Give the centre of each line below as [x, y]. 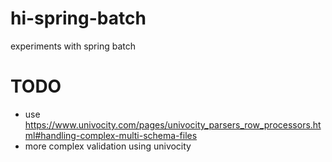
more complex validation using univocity [108, 146]
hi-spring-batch [78, 18]
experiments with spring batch [73, 46]
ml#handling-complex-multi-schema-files [111, 135]
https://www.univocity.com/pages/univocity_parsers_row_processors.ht [173, 124]
